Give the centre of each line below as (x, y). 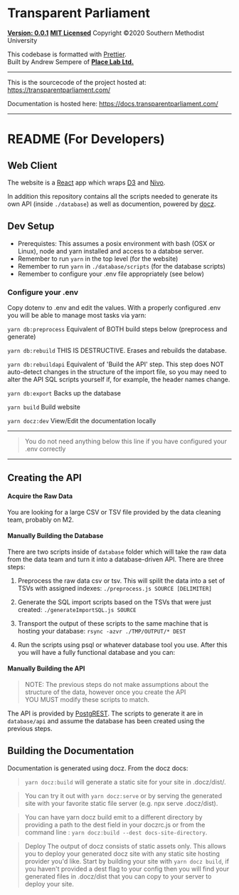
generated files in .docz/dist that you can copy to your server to (118, 876)
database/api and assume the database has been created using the (106, 721)
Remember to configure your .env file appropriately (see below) (111, 274)
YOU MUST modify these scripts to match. (87, 700)
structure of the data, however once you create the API (105, 692)
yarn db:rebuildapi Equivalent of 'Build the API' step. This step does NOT (116, 364)
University (22, 40)
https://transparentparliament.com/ (59, 90)
